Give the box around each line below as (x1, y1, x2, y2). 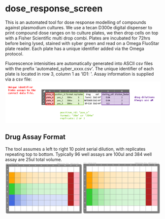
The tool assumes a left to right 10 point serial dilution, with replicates (5, 146, 146, 152)
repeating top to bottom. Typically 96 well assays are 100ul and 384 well (5, 151, 152, 157)
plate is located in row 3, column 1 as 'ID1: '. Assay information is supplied (5, 71, 154, 77)
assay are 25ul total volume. (5, 156, 63, 162)
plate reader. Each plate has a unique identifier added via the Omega (5, 45, 144, 51)
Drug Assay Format (5, 133, 66, 141)
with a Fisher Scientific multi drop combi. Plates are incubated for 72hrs (5, 35, 151, 41)
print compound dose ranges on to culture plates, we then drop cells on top (5, 30, 159, 36)
